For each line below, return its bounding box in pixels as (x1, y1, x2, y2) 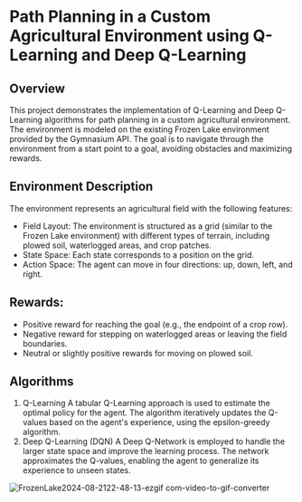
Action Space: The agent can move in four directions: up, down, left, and (22, 259, 293, 270)
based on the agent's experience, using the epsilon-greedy (49, 417, 270, 428)
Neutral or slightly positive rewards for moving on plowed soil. (22, 347, 253, 358)
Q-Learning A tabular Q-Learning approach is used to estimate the (22, 398, 271, 409)
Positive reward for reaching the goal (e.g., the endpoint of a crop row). (22, 318, 288, 329)
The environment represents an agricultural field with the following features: (9, 203, 293, 213)
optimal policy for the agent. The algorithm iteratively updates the (22, 407, 267, 418)
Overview (9, 81, 66, 96)
